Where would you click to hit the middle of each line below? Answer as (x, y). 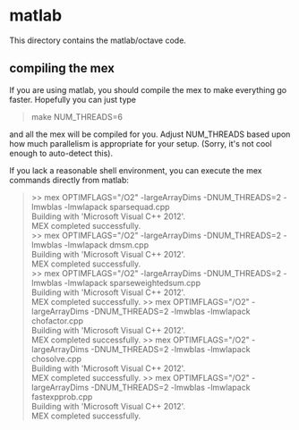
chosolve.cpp (56, 358)
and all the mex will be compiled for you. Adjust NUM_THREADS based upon (150, 134)
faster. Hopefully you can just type (73, 99)
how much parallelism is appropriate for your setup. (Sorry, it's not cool (141, 143)
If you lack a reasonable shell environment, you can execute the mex (136, 170)
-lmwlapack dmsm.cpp (107, 245)
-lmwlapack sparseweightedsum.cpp (132, 282)
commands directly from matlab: (69, 180)
